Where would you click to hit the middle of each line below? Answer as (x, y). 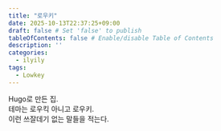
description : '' (35, 46)
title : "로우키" (33, 16)
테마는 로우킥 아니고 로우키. (51, 109)
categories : (28, 53)
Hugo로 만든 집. (33, 99)
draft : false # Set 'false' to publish (75, 30)
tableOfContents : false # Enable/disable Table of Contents (111, 38)
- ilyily (30, 61)
